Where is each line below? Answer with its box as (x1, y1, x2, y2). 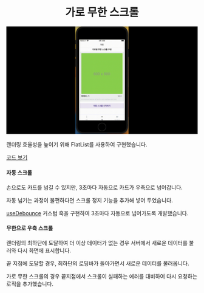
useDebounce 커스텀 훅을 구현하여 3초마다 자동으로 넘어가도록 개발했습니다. (6, 209, 189, 216)
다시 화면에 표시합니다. (17, 247, 72, 254)
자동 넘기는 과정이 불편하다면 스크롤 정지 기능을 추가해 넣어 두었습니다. (6, 196, 173, 204)
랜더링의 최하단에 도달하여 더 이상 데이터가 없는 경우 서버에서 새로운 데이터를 (6, 239, 188, 246)
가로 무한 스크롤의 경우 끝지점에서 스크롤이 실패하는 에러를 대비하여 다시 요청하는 (6, 272, 198, 280)
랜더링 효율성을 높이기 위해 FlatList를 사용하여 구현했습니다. (6, 141, 148, 148)
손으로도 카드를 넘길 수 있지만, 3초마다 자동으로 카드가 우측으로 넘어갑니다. (6, 184, 183, 191)
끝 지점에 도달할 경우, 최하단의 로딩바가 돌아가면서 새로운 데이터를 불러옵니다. (6, 260, 189, 267)
